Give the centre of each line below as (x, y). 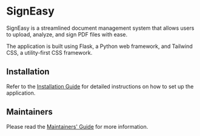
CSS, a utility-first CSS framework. (49, 52)
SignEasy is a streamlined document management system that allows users (100, 28)
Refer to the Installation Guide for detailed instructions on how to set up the (100, 86)
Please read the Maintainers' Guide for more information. (77, 126)
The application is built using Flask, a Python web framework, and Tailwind (99, 46)
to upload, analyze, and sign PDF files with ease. (67, 34)
